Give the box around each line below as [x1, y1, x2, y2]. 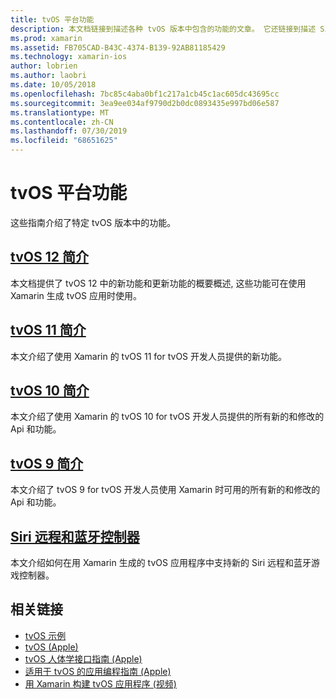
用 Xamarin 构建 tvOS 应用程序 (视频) [24, 677, 177, 690]
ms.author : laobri [10, 71, 87, 81]
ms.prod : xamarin [10, 33, 83, 43]
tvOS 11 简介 [10, 322, 87, 339]
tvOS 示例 [24, 629, 67, 641]
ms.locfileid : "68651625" [10, 136, 118, 146]
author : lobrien [10, 61, 78, 71]
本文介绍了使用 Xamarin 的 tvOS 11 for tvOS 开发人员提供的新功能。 [10, 350, 288, 362]
